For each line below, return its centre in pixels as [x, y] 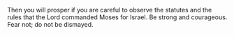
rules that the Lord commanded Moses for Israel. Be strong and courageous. [117, 17]
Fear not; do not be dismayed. [50, 24]
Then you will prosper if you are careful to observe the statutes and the [110, 10]
